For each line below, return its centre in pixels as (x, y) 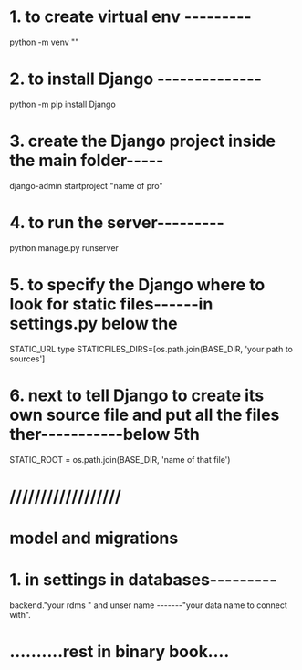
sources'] (27, 359)
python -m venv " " (44, 42)
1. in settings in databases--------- (143, 580)
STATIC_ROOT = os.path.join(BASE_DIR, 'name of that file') (120, 459)
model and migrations (94, 538)
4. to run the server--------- (117, 223)
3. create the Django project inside (143, 141)
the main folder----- (87, 161)
